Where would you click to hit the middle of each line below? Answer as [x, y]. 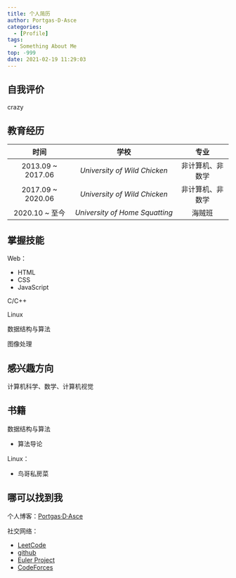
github [27, 552]
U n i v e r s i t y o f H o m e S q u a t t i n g [124, 213]
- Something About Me [45, 46]
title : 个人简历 [29, 14]
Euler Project [36, 560]
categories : [25, 27]
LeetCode [32, 545]
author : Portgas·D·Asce [42, 20]
